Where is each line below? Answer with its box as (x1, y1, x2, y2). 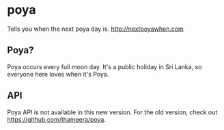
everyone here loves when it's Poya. (7, 70, 109, 78)
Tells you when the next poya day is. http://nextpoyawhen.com (7, 25, 184, 33)
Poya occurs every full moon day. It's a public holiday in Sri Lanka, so (7, 62, 202, 70)
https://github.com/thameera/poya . (7, 115, 106, 123)
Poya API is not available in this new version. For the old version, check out (7, 108, 218, 116)
